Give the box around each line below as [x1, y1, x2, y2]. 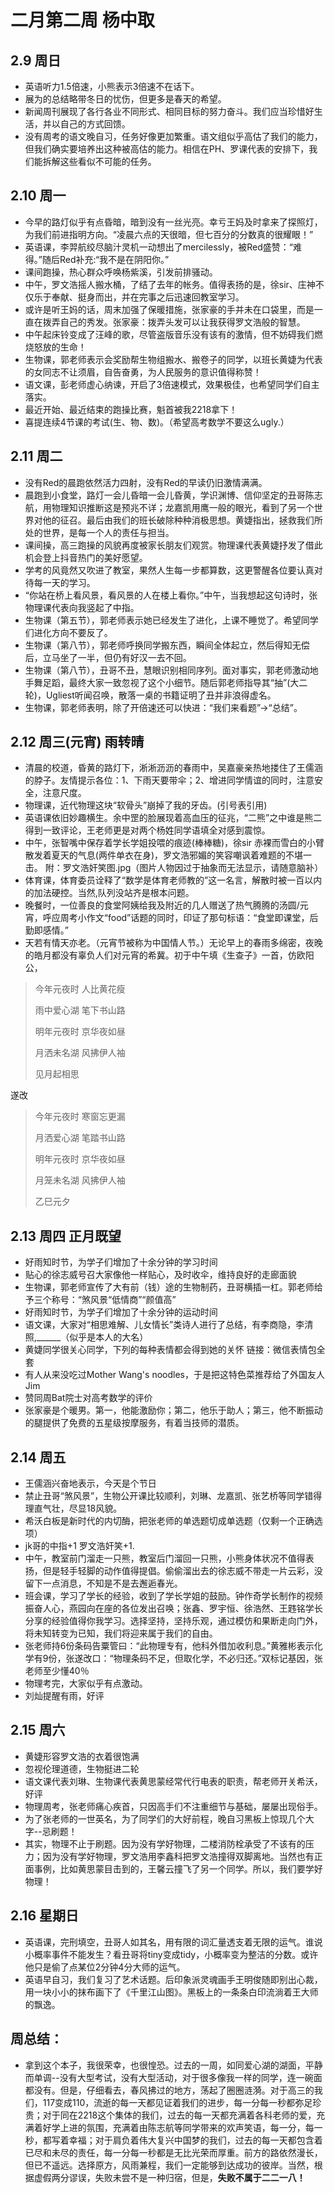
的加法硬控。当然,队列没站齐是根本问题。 [24, 887, 195, 899]
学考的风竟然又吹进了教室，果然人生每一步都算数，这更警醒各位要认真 [24, 564, 315, 576]
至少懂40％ [42, 1665, 90, 1677]
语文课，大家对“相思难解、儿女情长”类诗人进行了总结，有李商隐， [24, 1319, 297, 1331]
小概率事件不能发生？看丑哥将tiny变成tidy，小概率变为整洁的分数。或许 [24, 1948, 319, 1960]
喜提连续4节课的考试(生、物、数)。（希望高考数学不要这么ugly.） [24, 416, 290, 428]
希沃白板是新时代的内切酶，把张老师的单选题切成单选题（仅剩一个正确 [24, 1515, 315, 1527]
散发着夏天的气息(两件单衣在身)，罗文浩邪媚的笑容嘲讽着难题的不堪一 [24, 849, 313, 861]
